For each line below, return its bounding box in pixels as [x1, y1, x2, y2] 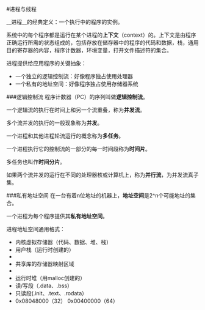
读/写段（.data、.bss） [15, 282, 73, 289]
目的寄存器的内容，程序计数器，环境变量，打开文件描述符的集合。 [6, 46, 172, 54]
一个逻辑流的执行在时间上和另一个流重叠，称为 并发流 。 [6, 106, 145, 113]
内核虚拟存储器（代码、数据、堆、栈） [15, 238, 112, 246]
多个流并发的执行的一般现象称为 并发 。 [6, 119, 103, 127]
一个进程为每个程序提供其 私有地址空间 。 [6, 213, 108, 220]
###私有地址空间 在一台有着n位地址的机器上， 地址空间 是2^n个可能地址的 [6, 192, 191, 199]
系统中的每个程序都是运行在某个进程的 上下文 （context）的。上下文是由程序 [6, 31, 196, 39]
